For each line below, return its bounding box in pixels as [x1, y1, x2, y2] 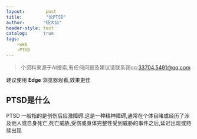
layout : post [6, 8, 57, 15]
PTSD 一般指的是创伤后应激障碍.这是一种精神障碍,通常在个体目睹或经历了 [6, 112, 185, 119]
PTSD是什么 [6, 95, 51, 105]
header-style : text [6, 25, 54, 31]
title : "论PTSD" [6, 14, 67, 20]
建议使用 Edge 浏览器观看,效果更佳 [6, 76, 91, 83]
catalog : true [6, 31, 54, 37]
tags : [6, 36, 19, 42]
